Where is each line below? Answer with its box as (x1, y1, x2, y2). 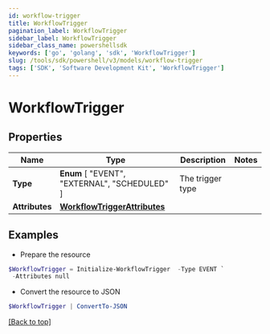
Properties (8, 130, 63, 145)
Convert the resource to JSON (19, 287, 121, 297)
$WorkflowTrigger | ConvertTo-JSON (8, 303, 128, 311)
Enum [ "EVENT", (59, 168, 126, 179)
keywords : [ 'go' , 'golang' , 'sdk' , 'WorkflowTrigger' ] (8, 49, 196, 57)
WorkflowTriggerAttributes (59, 201, 166, 212)
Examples (8, 228, 59, 242)
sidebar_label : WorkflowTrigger (8, 34, 117, 43)
